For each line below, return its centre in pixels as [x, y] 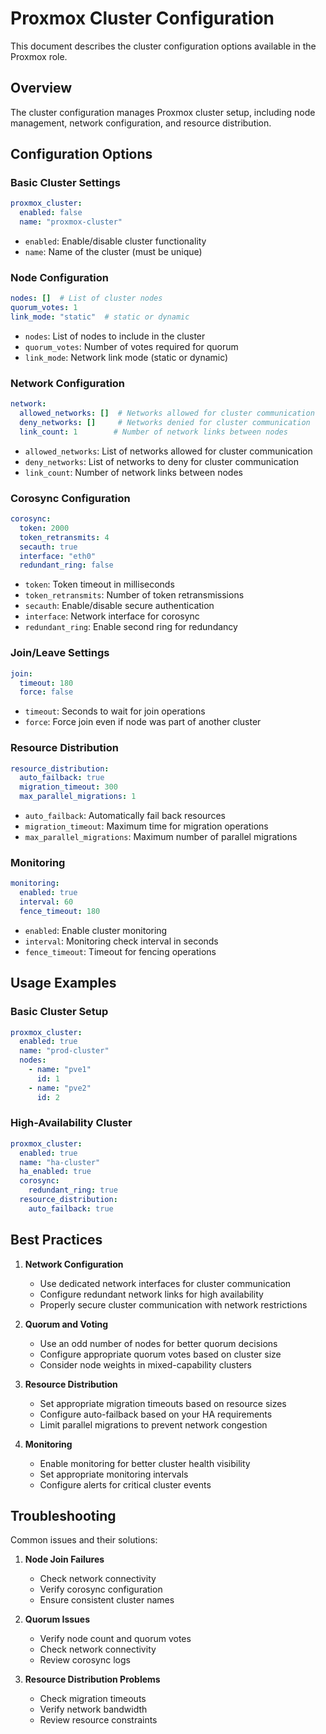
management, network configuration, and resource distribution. [141, 123]
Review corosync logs [85, 1660]
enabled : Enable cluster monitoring [96, 930]
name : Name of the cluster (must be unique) [113, 252]
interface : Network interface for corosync [112, 616]
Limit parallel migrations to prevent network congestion [153, 1424]
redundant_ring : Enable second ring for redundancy [131, 627]
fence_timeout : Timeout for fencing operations [120, 951]
